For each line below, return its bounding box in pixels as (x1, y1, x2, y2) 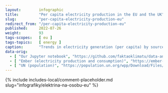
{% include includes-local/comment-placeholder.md (5, 77, 113, 83)
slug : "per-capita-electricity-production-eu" (5, 16, 124, 21)
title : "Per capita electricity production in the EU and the (5, 12, 155, 17)
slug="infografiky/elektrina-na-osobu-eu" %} (5, 82, 98, 88)
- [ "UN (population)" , (9, 63, 59, 68)
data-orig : (5, 49, 28, 54)
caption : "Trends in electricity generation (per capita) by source (5, 44, 164, 49)
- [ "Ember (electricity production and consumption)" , (9, 58, 128, 63)
